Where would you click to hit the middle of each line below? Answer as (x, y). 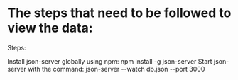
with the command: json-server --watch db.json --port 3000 (117, 69)
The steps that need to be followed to (119, 13)
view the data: (50, 28)
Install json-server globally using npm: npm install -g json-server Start (110, 61)
